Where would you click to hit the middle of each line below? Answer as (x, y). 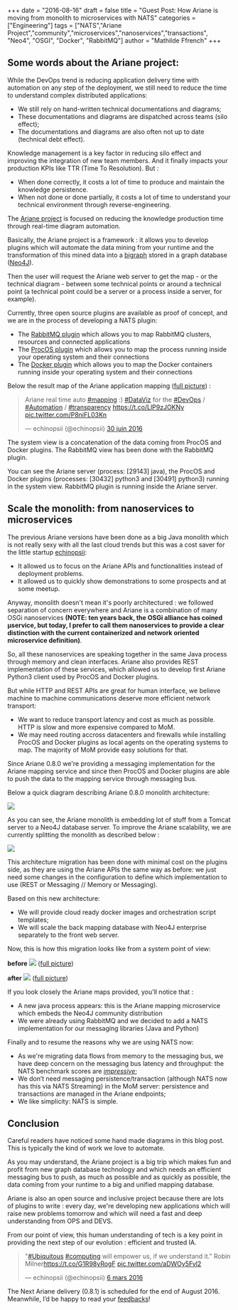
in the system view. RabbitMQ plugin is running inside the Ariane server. (113, 486)
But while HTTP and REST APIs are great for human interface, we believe (114, 691)
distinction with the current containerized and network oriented (103, 632)
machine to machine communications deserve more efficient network (109, 698)
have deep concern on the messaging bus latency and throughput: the (121, 1063)
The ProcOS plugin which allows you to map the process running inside (122, 349)
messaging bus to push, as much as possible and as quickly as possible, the (119, 1177)
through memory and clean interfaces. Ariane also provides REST (103, 661)
